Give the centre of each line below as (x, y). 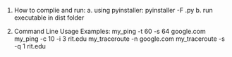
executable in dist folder (49, 18)
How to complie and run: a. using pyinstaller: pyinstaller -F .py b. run (113, 10)
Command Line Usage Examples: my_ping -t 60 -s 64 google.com (110, 31)
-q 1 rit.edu (30, 46)
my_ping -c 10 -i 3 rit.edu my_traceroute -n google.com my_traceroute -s (120, 39)
